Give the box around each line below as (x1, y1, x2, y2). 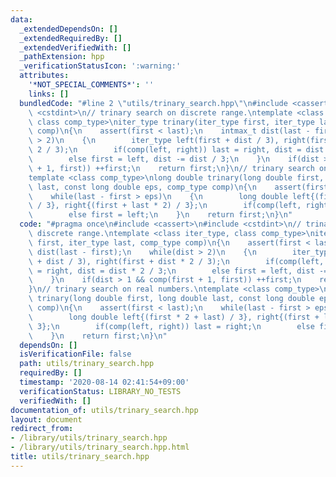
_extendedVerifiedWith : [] (19, 42, 132, 53)
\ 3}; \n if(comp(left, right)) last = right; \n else (28, 321, 315, 331)
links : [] (28, 89, 70, 99)
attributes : (19, 71, 70, 81)
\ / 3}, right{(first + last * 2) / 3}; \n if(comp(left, (28, 201, 302, 211)
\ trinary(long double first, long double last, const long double (28, 294, 315, 304)
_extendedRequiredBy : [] (19, 33, 123, 43)
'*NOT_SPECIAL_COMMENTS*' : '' (28, 80, 155, 90)
